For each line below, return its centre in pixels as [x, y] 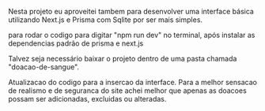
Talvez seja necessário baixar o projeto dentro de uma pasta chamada [123, 59]
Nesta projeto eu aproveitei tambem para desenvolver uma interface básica [131, 11]
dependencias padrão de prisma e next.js [76, 43]
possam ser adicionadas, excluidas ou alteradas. [87, 99]
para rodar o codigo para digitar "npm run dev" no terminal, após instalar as [132, 35]
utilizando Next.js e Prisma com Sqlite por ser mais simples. [106, 20]
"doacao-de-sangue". [44, 67]
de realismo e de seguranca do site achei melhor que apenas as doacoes [127, 91]
